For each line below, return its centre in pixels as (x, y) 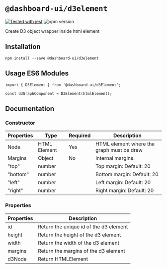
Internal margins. (115, 158)
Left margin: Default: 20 (123, 183)
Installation (23, 47)
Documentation (30, 108)
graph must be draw (119, 150)
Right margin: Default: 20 (125, 191)
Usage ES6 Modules (37, 73)
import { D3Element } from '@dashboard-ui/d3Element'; (63, 85)
